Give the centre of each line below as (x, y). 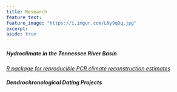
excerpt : (17, 29)
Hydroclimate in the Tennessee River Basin (62, 53)
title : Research (27, 12)
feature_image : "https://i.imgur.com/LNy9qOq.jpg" (72, 23)
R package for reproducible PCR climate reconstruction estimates (88, 69)
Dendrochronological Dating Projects (54, 82)
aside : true (21, 34)
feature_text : (24, 17)
